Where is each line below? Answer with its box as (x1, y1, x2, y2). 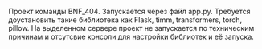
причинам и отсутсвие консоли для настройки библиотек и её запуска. (8, 32, 255, 41)
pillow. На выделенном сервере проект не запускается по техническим (8, 24, 255, 32)
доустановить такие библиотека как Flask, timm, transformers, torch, (8, 15, 243, 24)
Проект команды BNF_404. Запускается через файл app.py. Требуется (8, 7, 251, 16)
